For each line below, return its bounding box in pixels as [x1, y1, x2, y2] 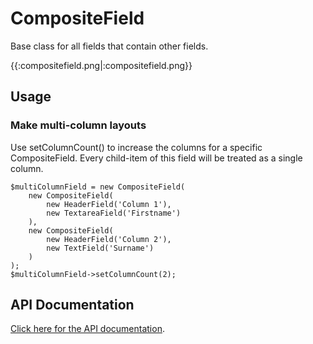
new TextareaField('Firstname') [46, 208, 182, 218]
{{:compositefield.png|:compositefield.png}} [10, 59, 193, 71]
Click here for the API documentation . [10, 323, 165, 335]
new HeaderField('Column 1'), [46, 199, 172, 209]
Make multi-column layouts [10, 118, 147, 132]
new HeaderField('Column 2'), [46, 234, 172, 244]
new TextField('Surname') [46, 243, 155, 253]
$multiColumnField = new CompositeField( [10, 182, 186, 192]
